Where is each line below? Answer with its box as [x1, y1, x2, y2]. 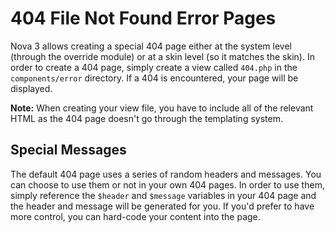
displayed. [10, 82, 53, 94]
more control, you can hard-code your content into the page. [10, 210, 261, 222]
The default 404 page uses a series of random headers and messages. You [10, 168, 322, 180]
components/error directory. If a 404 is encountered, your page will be [10, 72, 299, 84]
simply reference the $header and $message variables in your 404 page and [10, 189, 317, 201]
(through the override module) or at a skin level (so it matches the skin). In [10, 50, 315, 62]
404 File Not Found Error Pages [10, 7, 277, 30]
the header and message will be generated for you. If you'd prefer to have [10, 200, 315, 212]
